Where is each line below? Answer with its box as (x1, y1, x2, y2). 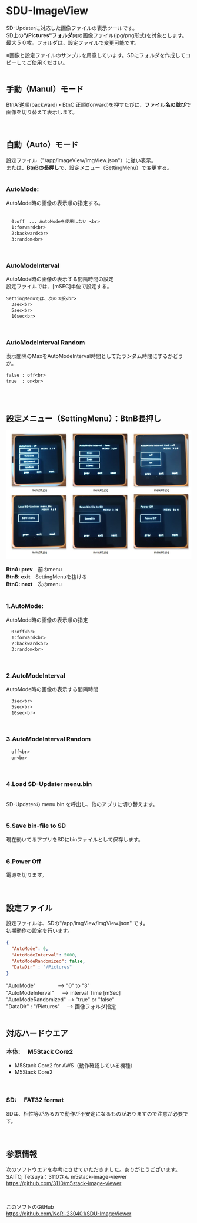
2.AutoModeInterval (6, 671, 66, 679)
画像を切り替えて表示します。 (6, 108, 78, 116)
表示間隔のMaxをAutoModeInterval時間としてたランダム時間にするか (6, 353, 173, 360)
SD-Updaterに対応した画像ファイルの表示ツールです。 (6, 24, 138, 31)
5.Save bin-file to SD (6, 821, 66, 830)
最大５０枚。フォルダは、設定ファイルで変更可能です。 (6, 39, 140, 46)
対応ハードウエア (6, 1028, 68, 1038)
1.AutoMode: (6, 602, 44, 610)
